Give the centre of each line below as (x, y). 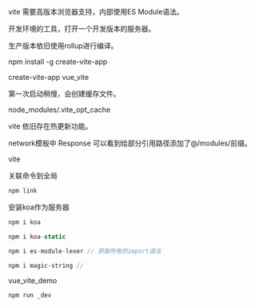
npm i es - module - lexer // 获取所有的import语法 (85, 251)
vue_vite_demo (33, 281)
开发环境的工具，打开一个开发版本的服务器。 (82, 29)
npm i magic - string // (46, 265)
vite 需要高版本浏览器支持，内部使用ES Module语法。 (96, 12)
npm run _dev (30, 295)
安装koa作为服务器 (39, 207)
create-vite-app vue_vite (49, 77)
